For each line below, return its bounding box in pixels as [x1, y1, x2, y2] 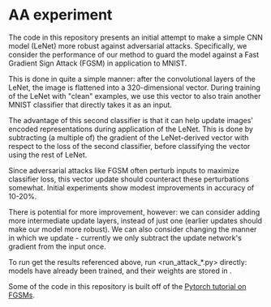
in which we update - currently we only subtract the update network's [8, 232, 242, 242]
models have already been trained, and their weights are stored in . [8, 266, 233, 275]
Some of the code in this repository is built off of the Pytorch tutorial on [8, 281, 247, 291]
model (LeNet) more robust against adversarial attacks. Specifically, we [8, 41, 247, 50]
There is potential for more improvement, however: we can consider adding [8, 207, 260, 216]
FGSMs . [8, 290, 35, 300]
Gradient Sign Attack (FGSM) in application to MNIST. [8, 58, 187, 68]
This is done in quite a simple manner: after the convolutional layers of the [8, 74, 256, 83]
